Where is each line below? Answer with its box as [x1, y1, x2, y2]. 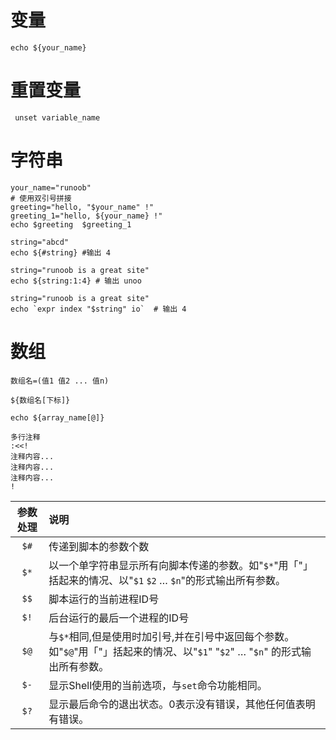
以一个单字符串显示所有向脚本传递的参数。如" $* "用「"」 [48, 558, 314, 572]
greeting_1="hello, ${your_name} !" [10, 211, 163, 221]
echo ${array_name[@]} [10, 412, 105, 423]
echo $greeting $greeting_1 [10, 219, 132, 230]
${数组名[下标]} [10, 395, 71, 405]
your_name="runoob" [10, 182, 92, 193]
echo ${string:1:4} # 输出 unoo [10, 276, 142, 286]
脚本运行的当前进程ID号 [48, 592, 160, 606]
